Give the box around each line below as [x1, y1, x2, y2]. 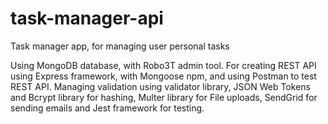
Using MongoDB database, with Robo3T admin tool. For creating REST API [10, 59, 317, 71]
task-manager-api [10, 7, 164, 30]
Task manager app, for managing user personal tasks [10, 40, 230, 52]
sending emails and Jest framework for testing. [10, 102, 205, 114]
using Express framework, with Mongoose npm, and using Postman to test [10, 70, 317, 82]
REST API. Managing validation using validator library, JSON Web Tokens [10, 80, 311, 92]
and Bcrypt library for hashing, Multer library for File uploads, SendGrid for [10, 91, 318, 103]
